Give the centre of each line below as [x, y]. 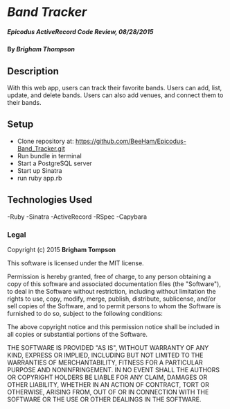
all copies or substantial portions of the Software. [77, 334]
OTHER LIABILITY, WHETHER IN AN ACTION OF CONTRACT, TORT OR [108, 384]
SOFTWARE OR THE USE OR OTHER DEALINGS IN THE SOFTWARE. [104, 399]
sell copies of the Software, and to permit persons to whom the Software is [114, 306]
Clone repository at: [45, 141]
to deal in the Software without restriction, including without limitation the [112, 291]
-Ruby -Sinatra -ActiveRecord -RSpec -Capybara [77, 217]
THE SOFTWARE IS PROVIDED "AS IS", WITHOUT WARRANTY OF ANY [108, 347]
